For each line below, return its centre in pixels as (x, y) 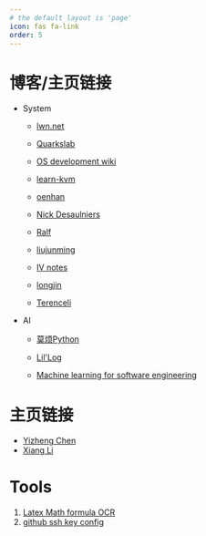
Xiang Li (38, 450)
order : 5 (26, 35)
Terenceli (54, 303)
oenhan (51, 197)
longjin (49, 285)
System (37, 108)
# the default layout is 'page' (71, 18)
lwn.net (50, 126)
